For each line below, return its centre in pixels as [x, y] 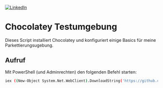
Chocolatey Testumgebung [61, 27]
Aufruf [15, 60]
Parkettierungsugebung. [29, 45]
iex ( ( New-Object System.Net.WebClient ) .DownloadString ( [64, 81]
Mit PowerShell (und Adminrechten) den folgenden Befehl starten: [71, 72]
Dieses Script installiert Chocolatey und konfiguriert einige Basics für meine [81, 40]
